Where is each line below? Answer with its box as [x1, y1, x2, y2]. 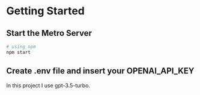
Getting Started [6, 4, 85, 18]
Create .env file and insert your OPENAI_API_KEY [6, 66, 195, 76]
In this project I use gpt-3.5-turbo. [6, 82, 91, 89]
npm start [6, 49, 31, 55]
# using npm [6, 44, 36, 50]
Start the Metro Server [6, 28, 92, 38]
